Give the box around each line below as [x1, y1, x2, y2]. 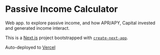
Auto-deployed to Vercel [5, 44, 56, 50]
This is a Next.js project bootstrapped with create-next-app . [5, 35, 129, 41]
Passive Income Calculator [5, 3, 118, 15]
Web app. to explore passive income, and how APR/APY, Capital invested [5, 20, 156, 26]
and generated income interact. [5, 25, 70, 31]
